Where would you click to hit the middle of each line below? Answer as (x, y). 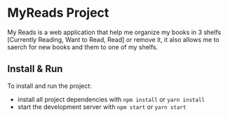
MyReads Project (58, 13)
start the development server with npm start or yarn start (102, 107)
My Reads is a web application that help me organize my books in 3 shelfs (114, 32)
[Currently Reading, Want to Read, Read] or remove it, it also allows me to (113, 39)
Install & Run (35, 69)
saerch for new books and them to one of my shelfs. (83, 47)
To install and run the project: (50, 86)
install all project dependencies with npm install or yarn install (111, 99)
